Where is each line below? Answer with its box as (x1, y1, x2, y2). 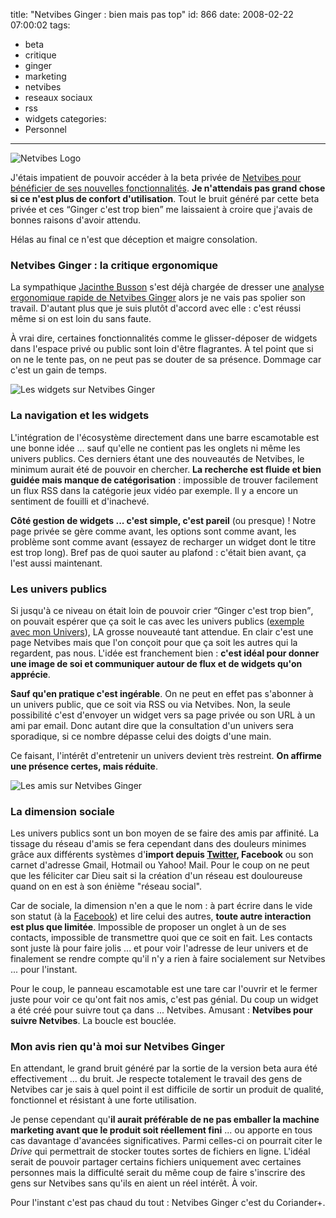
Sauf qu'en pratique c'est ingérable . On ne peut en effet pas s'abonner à (10, 687, 314, 699)
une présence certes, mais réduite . (10, 760, 158, 772)
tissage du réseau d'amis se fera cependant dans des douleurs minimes (10, 838, 307, 850)
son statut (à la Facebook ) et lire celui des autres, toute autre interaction (10, 910, 312, 923)
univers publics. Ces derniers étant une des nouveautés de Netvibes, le (10, 452, 305, 464)
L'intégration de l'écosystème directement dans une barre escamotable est (10, 431, 320, 443)
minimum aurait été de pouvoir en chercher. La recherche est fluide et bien (10, 463, 322, 475)
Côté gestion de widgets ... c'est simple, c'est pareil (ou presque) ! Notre (10, 514, 317, 526)
